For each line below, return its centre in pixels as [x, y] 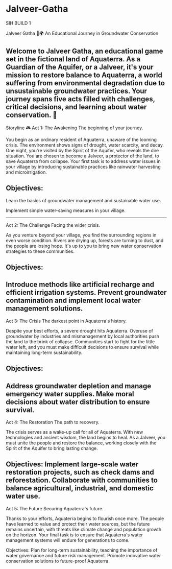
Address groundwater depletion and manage [79, 386]
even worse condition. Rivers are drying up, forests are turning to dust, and [85, 240]
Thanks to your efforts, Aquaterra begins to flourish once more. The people [85, 518]
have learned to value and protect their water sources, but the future [78, 524]
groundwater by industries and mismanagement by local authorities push [83, 336]
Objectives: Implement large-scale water [72, 465]
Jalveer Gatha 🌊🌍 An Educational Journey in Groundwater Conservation [82, 33]
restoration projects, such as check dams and [80, 472]
